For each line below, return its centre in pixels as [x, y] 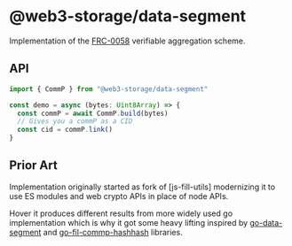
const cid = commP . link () [65, 130]
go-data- [266, 222]
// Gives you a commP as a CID [75, 121]
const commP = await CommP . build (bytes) [93, 113]
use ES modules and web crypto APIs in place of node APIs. [119, 196]
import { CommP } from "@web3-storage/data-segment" [109, 89]
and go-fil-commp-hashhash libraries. [113, 232]
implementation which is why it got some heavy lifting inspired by [129, 222]
